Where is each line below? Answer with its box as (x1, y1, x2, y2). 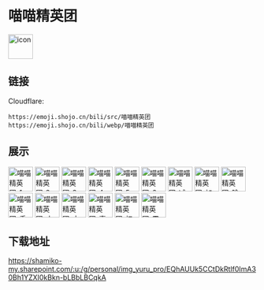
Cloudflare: (8, 96, 45, 106)
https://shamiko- (8, 256, 62, 266)
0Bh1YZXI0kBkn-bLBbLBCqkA (8, 273, 106, 282)
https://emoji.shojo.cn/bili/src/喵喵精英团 (8, 113, 151, 121)
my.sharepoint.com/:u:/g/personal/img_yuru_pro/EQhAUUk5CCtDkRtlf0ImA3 (8, 265, 256, 274)
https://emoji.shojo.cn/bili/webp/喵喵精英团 (8, 121, 154, 129)
